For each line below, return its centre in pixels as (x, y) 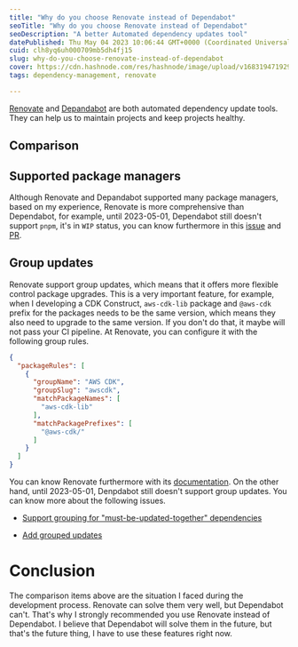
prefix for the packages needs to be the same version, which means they (143, 313)
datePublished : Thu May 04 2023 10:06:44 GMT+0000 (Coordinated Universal (150, 42)
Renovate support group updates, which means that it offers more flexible (144, 284)
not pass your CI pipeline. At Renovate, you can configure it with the (133, 331)
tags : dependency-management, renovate (83, 76)
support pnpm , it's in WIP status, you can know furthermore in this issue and (145, 225)
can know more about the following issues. (87, 501)
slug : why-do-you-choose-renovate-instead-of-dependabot (117, 59)
